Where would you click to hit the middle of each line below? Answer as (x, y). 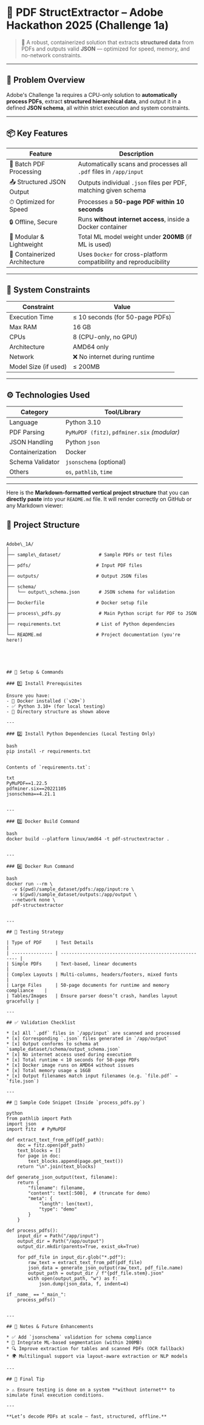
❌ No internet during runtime (114, 357)
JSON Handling (31, 442)
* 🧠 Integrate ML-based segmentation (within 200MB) (74, 1343)
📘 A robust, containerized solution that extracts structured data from (107, 42)
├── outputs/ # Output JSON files (77, 576)
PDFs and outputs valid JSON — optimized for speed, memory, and (105, 49)
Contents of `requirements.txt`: (49, 767)
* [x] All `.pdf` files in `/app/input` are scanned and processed (93, 1033)
